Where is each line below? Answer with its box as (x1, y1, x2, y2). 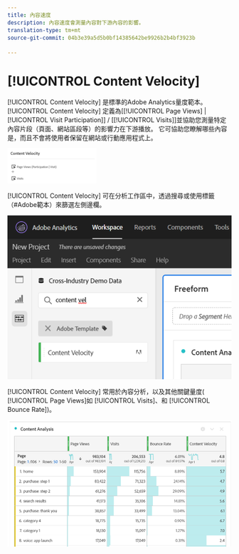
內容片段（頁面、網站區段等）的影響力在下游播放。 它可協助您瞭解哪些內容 (7, 125, 228, 134)
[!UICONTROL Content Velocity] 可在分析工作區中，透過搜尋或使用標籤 (7, 191, 215, 200)
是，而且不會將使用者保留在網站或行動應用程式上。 (7, 134, 157, 142)
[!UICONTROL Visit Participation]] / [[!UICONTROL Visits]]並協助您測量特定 (7, 116, 227, 124)
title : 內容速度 (7, 11, 51, 19)
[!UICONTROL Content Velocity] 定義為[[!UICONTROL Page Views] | (7, 107, 207, 116)
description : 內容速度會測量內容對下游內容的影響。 (7, 19, 144, 26)
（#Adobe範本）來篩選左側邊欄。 (7, 201, 106, 209)
